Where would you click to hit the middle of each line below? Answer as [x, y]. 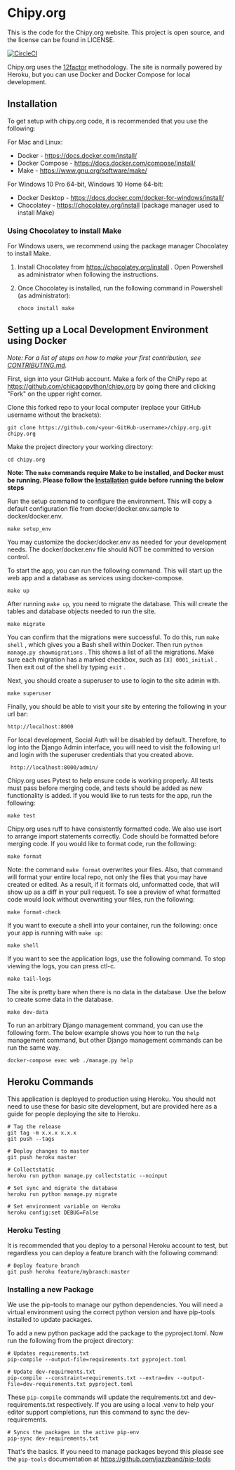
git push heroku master [42, 1157]
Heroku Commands [51, 1082]
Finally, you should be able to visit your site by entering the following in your [117, 706]
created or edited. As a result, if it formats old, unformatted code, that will [113, 884]
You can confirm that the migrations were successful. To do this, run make [113, 637]
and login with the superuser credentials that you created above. [101, 754]
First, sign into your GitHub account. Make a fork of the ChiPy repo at [107, 379]
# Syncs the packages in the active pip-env [73, 1433]
